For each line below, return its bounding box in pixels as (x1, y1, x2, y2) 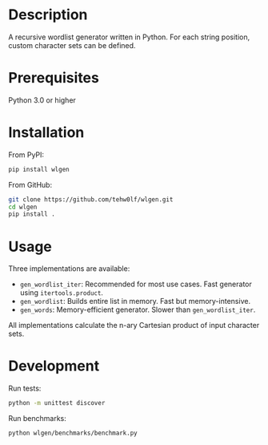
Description (8, 6, 88, 24)
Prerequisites (8, 69, 100, 87)
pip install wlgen (8, 165, 70, 173)
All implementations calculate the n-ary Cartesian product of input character (8, 321, 260, 330)
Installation (8, 123, 85, 142)
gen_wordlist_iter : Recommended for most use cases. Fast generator (19, 279, 252, 289)
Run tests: (8, 383, 42, 394)
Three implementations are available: (8, 264, 130, 273)
